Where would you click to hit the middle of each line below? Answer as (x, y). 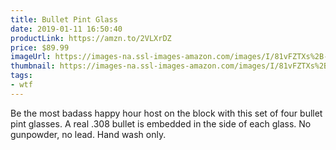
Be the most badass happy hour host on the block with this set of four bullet (166, 113)
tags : (21, 76)
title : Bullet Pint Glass (64, 19)
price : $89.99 (40, 47)
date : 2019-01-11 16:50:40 (66, 29)
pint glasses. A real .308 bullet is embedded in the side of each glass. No (161, 123)
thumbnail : (33, 66)
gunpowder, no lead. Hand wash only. (88, 134)
